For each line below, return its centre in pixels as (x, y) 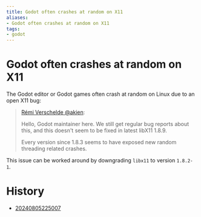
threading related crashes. (54, 149)
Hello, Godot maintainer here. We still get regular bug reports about (105, 124)
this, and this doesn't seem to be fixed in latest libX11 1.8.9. (94, 130)
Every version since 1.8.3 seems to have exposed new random (99, 142)
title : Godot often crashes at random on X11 (64, 12)
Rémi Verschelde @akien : (53, 112)
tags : (13, 29)
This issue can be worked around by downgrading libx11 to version (91, 161)
